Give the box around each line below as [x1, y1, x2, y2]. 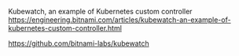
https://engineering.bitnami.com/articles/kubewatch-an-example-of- [8, 15, 231, 24]
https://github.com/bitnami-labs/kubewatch [8, 39, 149, 48]
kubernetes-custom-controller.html [8, 24, 122, 32]
